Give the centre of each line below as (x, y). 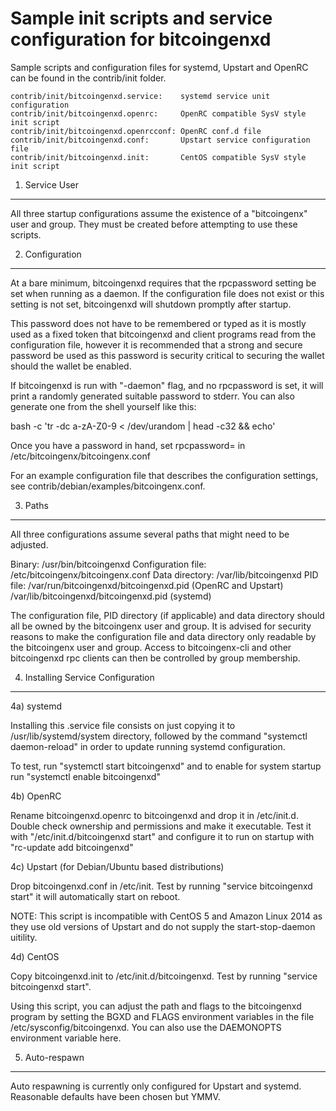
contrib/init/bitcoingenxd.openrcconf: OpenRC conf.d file (136, 131)
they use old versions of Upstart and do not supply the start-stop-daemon (163, 926)
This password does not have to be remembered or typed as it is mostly (158, 323)
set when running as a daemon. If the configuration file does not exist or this (167, 293)
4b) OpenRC (36, 796)
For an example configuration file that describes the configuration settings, (164, 475)
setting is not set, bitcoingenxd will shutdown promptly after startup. (151, 304)
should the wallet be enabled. (71, 366)
